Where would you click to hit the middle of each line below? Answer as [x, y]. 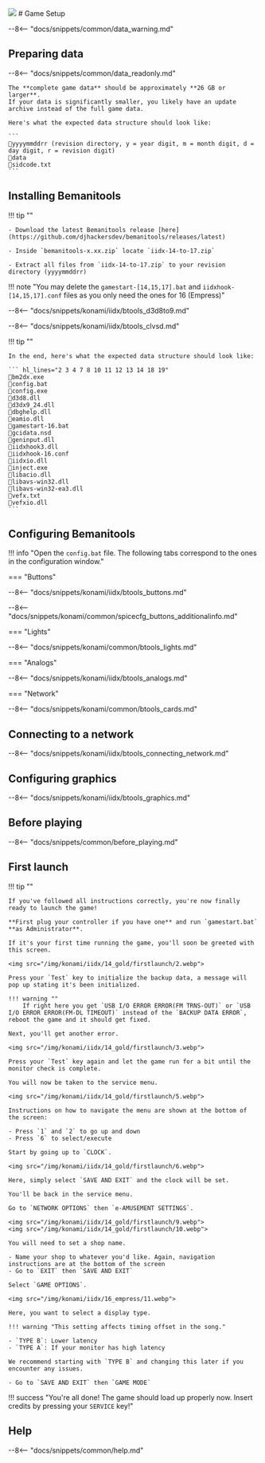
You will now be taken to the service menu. [83, 1082]
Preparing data [46, 54]
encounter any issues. [46, 1368]
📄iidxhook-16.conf [39, 454]
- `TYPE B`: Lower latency [53, 1341]
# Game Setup [41, 14]
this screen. [30, 950]
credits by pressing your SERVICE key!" [71, 1406]
